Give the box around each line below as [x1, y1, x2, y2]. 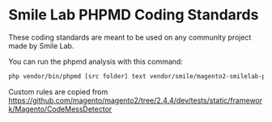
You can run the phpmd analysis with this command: [8, 57, 184, 66]
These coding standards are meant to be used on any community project [8, 32, 252, 42]
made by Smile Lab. [8, 40, 74, 50]
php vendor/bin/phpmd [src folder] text [8, 72, 147, 80]
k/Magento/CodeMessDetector [8, 103, 113, 114]
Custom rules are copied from [8, 86, 108, 96]
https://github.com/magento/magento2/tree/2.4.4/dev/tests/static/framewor [8, 95, 263, 105]
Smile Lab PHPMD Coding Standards [8, 6, 259, 24]
